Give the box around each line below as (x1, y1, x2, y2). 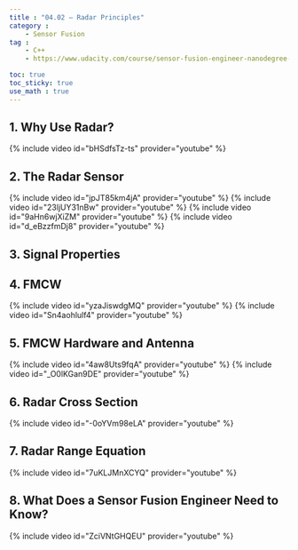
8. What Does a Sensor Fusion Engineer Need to (9, 493, 279, 508)
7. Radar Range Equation (9, 443, 146, 458)
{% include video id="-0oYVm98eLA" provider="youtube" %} (9, 418, 234, 429)
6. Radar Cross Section (9, 395, 139, 410)
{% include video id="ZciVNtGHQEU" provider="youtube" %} (9, 530, 234, 541)
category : (9, 21, 50, 30)
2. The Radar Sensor (9, 169, 124, 184)
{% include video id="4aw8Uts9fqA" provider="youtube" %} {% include (9, 359, 272, 370)
